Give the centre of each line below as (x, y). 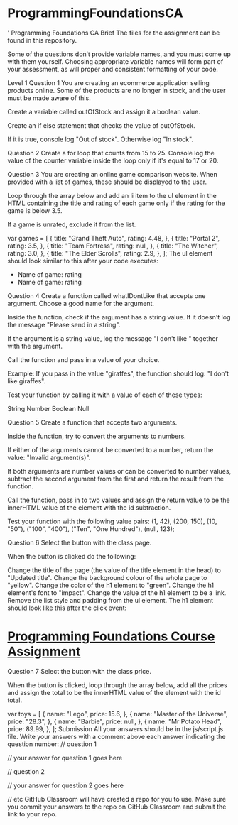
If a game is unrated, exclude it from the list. (72, 224)
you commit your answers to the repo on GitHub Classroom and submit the (117, 807)
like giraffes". (27, 381)
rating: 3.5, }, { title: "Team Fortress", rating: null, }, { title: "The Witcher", (113, 246)
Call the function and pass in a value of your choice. (83, 359)
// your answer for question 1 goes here (65, 758)
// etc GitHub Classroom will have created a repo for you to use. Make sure (117, 799)
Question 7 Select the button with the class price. (79, 671)
